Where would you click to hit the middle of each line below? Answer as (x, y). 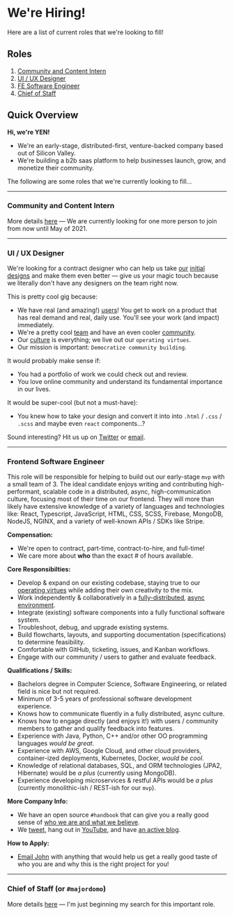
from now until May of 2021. (47, 228)
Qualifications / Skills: (40, 671)
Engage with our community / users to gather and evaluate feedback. (117, 657)
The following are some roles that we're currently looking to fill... (100, 181)
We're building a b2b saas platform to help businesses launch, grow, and (122, 160)
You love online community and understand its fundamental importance (120, 382)
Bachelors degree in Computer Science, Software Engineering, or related (122, 684)
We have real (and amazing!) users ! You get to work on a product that (117, 310)
